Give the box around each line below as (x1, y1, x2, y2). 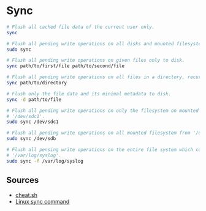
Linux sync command (15, 198, 70, 205)
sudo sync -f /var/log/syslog (6, 158, 84, 164)
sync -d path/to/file (6, 96, 62, 103)
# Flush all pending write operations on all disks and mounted (6, 40, 174, 46)
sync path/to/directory (6, 80, 67, 86)
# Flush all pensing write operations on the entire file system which (6, 147, 193, 153)
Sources (6, 175, 39, 185)
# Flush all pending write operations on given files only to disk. (6, 57, 185, 64)
